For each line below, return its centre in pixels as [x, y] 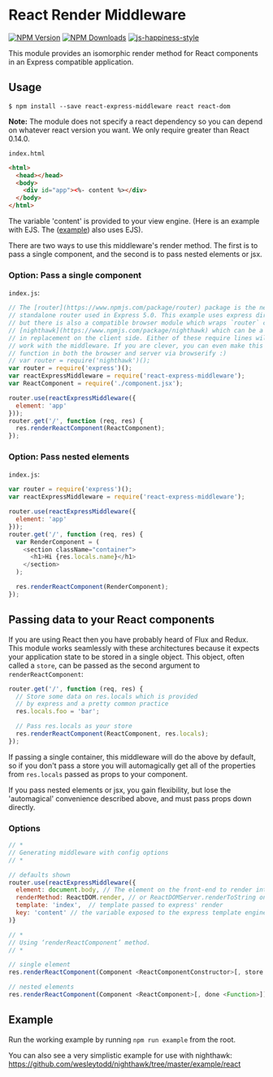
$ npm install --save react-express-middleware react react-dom [119, 106]
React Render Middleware [97, 15]
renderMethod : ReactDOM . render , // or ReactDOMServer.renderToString [136, 898]
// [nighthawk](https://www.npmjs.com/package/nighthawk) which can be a [136, 330]
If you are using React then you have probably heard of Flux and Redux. [129, 639]
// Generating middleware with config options [89, 852]
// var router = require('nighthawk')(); [80, 361]
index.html [27, 153]
